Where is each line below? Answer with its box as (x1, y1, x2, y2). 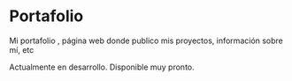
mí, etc (9, 44, 35, 55)
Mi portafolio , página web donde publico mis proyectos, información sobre (9, 35, 283, 46)
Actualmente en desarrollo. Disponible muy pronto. (9, 62, 195, 72)
